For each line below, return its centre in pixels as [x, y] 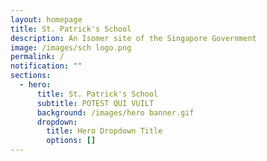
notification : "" [46, 66]
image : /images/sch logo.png [71, 47]
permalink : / [37, 57]
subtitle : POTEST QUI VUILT [95, 103]
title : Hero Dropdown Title [104, 131]
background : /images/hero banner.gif [115, 112]
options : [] [71, 141]
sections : [31, 76]
